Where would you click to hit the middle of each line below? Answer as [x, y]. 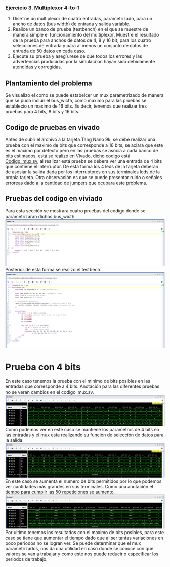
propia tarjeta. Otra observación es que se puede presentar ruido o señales [84, 177]
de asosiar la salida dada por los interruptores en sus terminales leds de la [83, 172]
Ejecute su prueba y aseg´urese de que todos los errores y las [77, 56]
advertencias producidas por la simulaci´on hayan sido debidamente [84, 62]
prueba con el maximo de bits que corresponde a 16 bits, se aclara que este [84, 145]
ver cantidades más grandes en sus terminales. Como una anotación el [79, 487]
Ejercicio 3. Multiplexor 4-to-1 [42, 8]
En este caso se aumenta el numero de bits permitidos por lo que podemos [83, 481]
